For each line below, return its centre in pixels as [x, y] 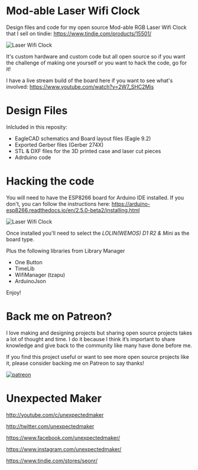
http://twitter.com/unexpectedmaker [50, 426]
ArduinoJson [30, 281]
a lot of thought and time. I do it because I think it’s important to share [91, 339]
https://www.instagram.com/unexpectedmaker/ [64, 449]
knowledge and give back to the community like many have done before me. [99, 345]
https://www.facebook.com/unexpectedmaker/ [63, 437]
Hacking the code [50, 181]
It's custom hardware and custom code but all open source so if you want [96, 56]
